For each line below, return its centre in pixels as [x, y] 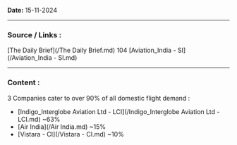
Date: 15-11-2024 [32, 10]
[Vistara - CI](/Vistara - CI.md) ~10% [71, 134]
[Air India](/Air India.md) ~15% [62, 127]
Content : [24, 82]
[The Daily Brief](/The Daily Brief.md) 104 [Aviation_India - [92, 50]
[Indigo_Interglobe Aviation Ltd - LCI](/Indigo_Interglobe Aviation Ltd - [119, 111]
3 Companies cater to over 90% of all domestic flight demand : [99, 98]
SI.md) [68, 58]
